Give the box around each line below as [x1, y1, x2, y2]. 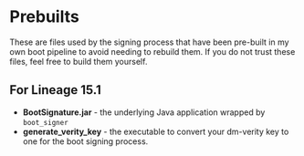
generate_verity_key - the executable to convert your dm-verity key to [22, 126, 289, 137]
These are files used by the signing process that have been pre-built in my [9, 36, 289, 47]
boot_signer [22, 118, 68, 127]
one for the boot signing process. [22, 135, 149, 147]
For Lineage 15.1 [9, 82, 102, 98]
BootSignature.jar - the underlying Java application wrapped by [22, 107, 266, 118]
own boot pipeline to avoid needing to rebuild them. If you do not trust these [9, 46, 296, 57]
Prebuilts [9, 6, 79, 27]
